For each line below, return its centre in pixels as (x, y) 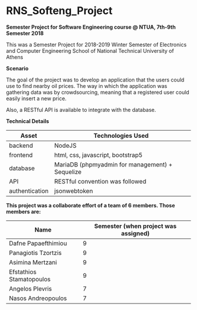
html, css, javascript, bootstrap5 (98, 155)
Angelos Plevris (30, 288)
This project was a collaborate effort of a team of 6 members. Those (91, 205)
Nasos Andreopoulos (38, 298)
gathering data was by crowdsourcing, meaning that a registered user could (98, 92)
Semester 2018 (25, 33)
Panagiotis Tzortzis (35, 253)
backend (21, 145)
